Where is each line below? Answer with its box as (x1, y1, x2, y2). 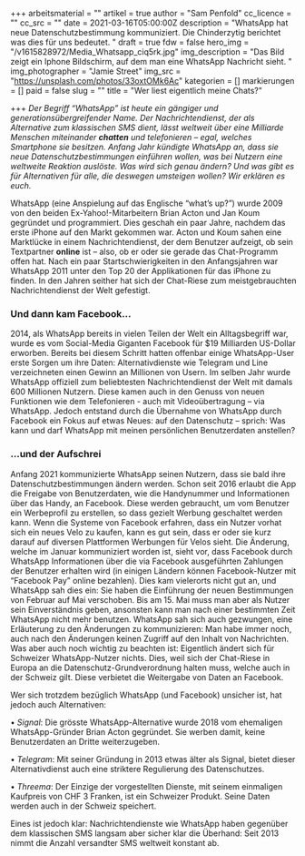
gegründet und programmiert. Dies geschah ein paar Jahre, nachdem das (10, 218, 286, 228)
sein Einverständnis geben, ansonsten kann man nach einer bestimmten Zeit (10, 604, 296, 615)
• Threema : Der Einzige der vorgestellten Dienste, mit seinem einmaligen (10, 780, 283, 791)
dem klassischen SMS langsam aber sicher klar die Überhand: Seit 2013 (10, 828, 280, 839)
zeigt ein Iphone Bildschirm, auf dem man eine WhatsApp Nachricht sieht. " (10, 56, 293, 66)
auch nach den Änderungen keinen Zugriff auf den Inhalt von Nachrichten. (10, 633, 290, 644)
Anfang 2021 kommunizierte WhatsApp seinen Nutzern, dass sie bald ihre (10, 468, 286, 479)
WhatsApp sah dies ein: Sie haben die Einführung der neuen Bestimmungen (10, 585, 294, 596)
